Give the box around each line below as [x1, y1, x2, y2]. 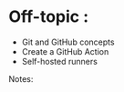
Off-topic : [8, 6, 89, 27]
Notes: [8, 73, 34, 84]
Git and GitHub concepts [21, 36, 115, 47]
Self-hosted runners [21, 56, 98, 66]
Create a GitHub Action [21, 46, 109, 56]
